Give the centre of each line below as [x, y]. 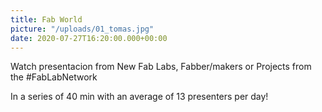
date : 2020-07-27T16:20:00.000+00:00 [89, 38]
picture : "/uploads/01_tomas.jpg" [82, 29]
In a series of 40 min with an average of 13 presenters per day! [139, 97]
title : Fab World [46, 19]
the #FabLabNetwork [54, 77]
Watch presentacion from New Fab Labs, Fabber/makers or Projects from [161, 67]
